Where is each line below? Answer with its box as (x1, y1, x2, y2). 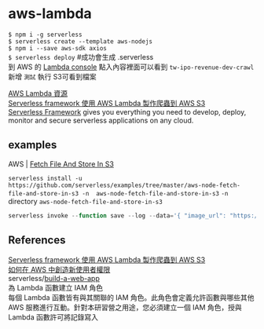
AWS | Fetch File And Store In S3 (8, 159, 114, 169)
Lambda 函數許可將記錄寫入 (8, 313, 98, 322)
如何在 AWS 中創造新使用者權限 (8, 265, 111, 275)
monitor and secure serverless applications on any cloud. (8, 115, 194, 125)
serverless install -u (8, 174, 82, 182)
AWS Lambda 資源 (8, 88, 68, 98)
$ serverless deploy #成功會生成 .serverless (8, 52, 154, 61)
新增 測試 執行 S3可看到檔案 (8, 71, 97, 81)
